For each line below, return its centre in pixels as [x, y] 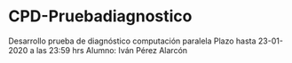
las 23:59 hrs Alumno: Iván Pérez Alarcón [112, 50]
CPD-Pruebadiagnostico [100, 16]
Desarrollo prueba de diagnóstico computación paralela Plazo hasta [132, 41]
